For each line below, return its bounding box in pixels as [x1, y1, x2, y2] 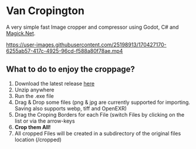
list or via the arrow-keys [14, 117, 75, 124]
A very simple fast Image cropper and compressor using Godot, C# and [6, 23, 179, 31]
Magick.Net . [6, 29, 36, 36]
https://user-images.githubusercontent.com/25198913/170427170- [6, 41, 167, 48]
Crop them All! [14, 123, 51, 130]
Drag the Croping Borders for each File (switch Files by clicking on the [14, 111, 185, 118]
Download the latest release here [14, 80, 95, 87]
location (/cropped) [14, 136, 62, 143]
